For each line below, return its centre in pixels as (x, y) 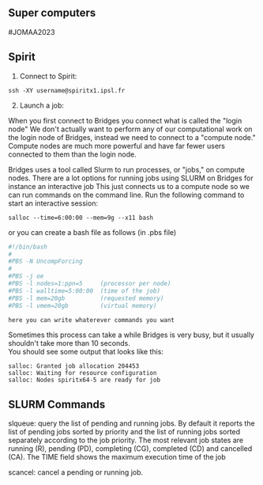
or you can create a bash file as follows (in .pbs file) (92, 232)
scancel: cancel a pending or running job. (76, 472)
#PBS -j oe (26, 276)
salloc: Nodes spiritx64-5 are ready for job (84, 380)
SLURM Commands (57, 404)
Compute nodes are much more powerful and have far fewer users (116, 146)
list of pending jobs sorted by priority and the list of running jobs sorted (124, 432)
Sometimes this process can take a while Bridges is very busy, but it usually (131, 335)
